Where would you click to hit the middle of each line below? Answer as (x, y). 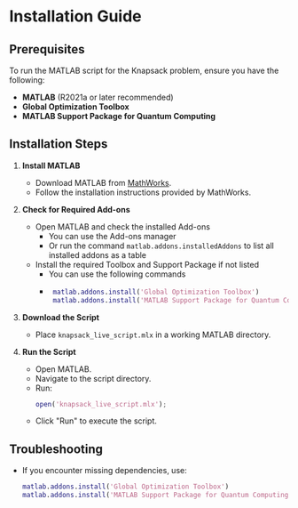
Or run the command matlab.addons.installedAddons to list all (161, 246)
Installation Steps (59, 144)
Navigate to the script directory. (93, 378)
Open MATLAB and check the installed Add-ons (123, 226)
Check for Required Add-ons (76, 209)
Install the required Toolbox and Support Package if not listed (147, 264)
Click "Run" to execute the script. (96, 421)
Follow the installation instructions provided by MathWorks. (143, 192)
